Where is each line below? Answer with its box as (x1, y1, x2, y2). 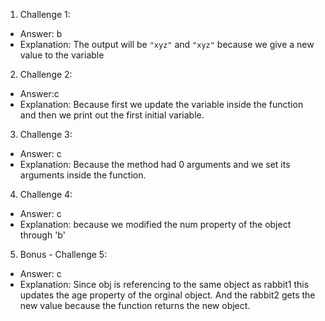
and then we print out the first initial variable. (19, 109, 205, 121)
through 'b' (19, 229, 66, 241)
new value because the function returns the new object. (19, 300, 251, 311)
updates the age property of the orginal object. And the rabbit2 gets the (19, 289, 316, 301)
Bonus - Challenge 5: (19, 249, 108, 260)
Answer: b (19, 28, 63, 39)
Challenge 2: (19, 69, 73, 80)
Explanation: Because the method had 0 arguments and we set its (19, 159, 291, 170)
